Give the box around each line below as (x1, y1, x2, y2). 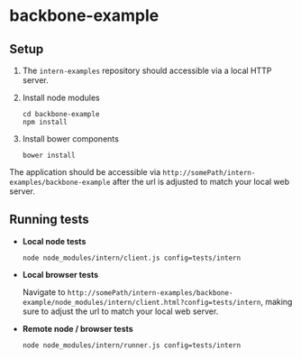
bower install (22, 151, 76, 160)
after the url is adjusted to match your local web (112, 177, 290, 187)
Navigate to (22, 286, 66, 298)
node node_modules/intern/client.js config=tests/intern (22, 253, 242, 262)
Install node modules (22, 92, 101, 103)
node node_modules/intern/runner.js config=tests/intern (22, 340, 242, 350)
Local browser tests (22, 269, 99, 280)
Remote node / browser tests (22, 323, 133, 334)
